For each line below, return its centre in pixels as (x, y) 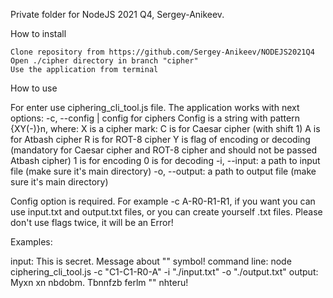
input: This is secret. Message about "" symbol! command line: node (151, 261)
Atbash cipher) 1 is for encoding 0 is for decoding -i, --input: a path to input (165, 160)
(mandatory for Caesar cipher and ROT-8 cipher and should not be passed (164, 150)
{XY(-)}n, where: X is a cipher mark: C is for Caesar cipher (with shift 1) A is (165, 128)
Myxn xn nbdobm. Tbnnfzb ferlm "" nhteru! (99, 282)
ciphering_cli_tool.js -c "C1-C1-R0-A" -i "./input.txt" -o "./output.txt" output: (164, 272)
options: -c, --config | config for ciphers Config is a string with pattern (155, 118)
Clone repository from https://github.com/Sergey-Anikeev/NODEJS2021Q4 (162, 52)
